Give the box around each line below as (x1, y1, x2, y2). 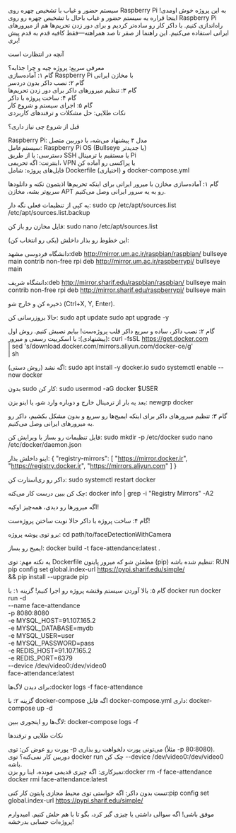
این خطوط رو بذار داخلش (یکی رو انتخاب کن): (8, 236, 129, 244)
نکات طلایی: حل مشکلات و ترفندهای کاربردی (8, 109, 126, 117)
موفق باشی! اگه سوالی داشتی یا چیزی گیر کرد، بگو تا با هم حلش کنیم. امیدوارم (8, 810, 215, 818)
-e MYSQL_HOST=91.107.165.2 (8, 617, 96, 624)
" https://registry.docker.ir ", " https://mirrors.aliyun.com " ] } (8, 462, 177, 470)
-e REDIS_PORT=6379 (8, 654, 73, 662)
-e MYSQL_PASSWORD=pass (8, 639, 95, 647)
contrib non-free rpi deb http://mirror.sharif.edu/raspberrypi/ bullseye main (8, 286, 226, 294)
